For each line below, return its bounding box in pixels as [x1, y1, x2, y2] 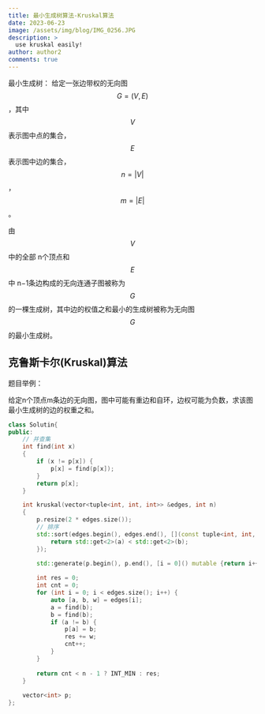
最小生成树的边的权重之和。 [8, 404, 99, 415]
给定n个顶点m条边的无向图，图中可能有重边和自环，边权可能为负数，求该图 [8, 395, 254, 404]
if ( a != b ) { [50, 618, 97, 626]
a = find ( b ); [50, 603, 93, 611]
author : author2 [8, 48, 62, 56]
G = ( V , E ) [117, 91, 148, 100]
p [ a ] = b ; [64, 626, 97, 633]
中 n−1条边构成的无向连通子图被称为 [8, 278, 126, 287]
